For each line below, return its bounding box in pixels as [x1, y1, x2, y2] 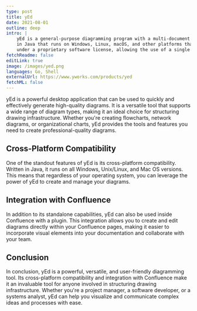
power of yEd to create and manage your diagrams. [6, 178, 131, 185]
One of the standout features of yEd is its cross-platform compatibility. [6, 159, 176, 166]
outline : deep [6, 25, 41, 31]
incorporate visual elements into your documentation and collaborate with [6, 229, 185, 236]
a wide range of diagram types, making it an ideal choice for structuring [6, 108, 179, 115]
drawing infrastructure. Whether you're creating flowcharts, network [6, 114, 172, 121]
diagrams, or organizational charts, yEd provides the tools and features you [6, 121, 188, 127]
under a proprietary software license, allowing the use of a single [16, 47, 191, 53]
